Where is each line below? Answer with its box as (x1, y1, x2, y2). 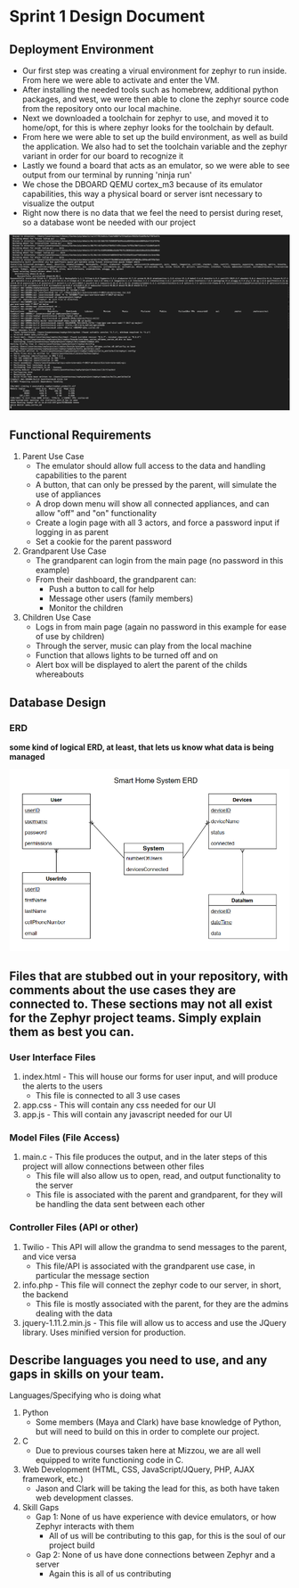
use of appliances (35, 489, 101, 500)
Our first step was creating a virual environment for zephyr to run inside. (21, 65, 287, 76)
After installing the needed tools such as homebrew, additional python (21, 85, 279, 95)
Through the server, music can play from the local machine (35, 640, 252, 652)
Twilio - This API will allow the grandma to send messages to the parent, (21, 1241, 287, 1252)
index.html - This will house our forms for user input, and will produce (21, 1072, 279, 1082)
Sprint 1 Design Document (9, 6, 206, 27)
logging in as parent (35, 527, 109, 538)
